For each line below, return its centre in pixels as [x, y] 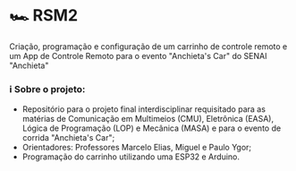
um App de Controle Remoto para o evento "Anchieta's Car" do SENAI [138, 56]
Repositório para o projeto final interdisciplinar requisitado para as [144, 109]
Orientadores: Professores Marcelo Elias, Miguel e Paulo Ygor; [137, 148]
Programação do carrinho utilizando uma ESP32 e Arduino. [131, 157]
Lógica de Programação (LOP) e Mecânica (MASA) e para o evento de [152, 128]
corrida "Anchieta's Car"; [68, 138]
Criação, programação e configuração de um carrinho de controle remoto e [148, 46]
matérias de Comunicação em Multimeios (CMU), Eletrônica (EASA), [148, 119]
